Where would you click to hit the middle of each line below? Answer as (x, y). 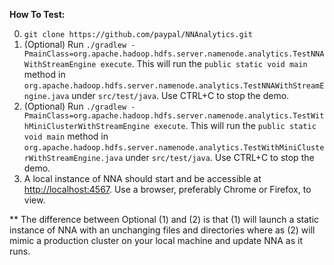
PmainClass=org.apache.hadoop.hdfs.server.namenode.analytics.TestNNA (174, 54)
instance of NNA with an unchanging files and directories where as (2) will (162, 230)
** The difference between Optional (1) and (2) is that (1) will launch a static (164, 219)
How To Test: (37, 14)
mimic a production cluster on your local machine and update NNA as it (156, 240)
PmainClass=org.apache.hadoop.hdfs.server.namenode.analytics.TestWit (174, 116)
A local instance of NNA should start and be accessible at (142, 178)
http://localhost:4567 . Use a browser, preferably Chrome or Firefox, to (167, 189)
